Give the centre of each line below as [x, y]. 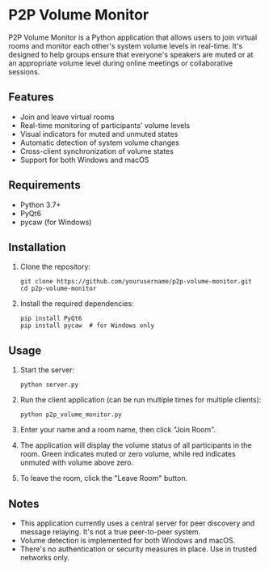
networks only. [45, 557]
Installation [37, 247]
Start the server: [47, 370]
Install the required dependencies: [77, 304]
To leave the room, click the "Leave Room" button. [104, 479]
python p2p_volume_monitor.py [71, 415]
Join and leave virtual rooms [67, 117]
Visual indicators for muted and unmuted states [99, 134]
